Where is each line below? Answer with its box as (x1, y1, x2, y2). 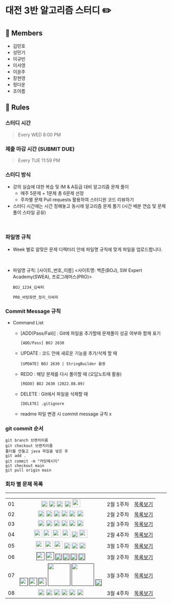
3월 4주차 (106, 590, 130, 597)
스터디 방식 (5, 171, 31, 178)
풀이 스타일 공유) (12, 209, 46, 216)
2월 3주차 (106, 521, 130, 528)
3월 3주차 (106, 572, 130, 579)
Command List (12, 319, 44, 325)
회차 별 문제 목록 (5, 481, 43, 488)
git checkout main (5, 463, 45, 468)
